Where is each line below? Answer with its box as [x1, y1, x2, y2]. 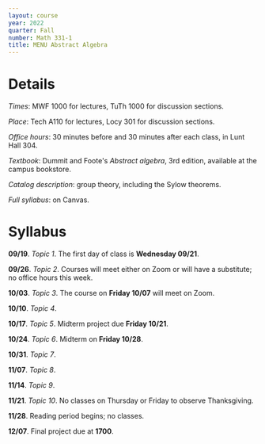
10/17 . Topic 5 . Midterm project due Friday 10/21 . [8, 319, 168, 328]
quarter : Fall [8, 26, 55, 34]
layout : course [8, 11, 59, 20]
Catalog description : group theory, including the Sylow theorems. [8, 180, 221, 189]
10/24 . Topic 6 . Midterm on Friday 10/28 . [8, 335, 144, 343]
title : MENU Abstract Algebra [8, 41, 108, 49]
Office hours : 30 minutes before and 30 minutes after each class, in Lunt [8, 132, 245, 142]
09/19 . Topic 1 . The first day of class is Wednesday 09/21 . [8, 249, 199, 258]
